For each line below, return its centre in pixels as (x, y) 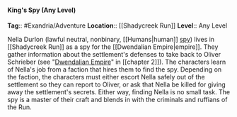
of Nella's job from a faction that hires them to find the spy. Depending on (115, 69)
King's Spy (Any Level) (42, 10)
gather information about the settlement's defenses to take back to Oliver (114, 55)
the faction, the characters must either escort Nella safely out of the (106, 77)
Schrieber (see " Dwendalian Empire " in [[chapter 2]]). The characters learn (117, 62)
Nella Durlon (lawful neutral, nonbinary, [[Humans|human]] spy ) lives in (111, 40)
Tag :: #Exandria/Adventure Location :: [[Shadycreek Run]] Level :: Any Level (117, 26)
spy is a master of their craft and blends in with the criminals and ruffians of (117, 100)
